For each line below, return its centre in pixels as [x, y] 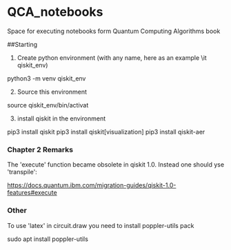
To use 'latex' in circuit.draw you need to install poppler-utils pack [101, 225]
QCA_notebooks [55, 12]
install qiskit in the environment [61, 118]
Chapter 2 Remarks [40, 149]
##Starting [22, 44]
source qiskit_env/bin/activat [48, 105]
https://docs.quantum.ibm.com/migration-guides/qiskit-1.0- [92, 185]
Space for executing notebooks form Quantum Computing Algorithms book [114, 31]
